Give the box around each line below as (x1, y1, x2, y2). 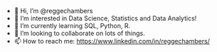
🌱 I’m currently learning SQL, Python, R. (14, 22, 130, 30)
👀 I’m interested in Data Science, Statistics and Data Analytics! (14, 14, 197, 22)
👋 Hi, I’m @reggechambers (14, 7, 93, 15)
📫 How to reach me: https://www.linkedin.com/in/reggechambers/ (14, 37, 210, 45)
